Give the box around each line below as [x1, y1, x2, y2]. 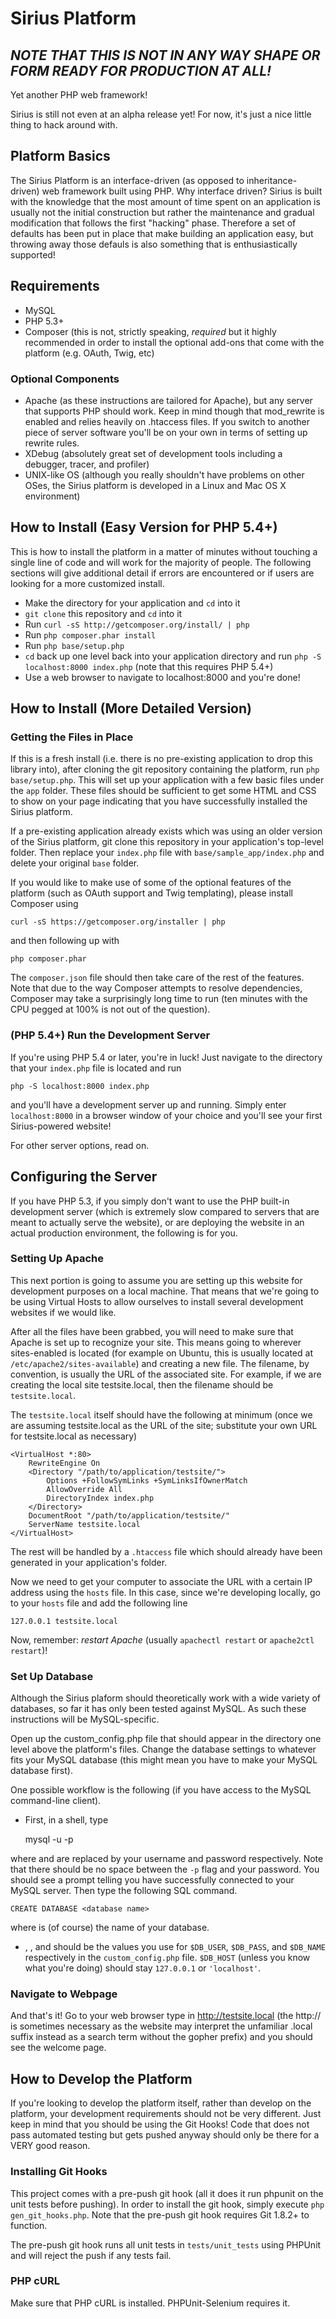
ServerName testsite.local [28, 1519, 141, 1529]
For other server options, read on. [10, 1139, 150, 1151]
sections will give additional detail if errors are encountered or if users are [10, 567, 315, 579]
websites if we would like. [10, 1306, 117, 1318]
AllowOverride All [46, 1484, 123, 1494]
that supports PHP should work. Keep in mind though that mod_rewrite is [24, 405, 325, 417]
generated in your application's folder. [10, 1556, 168, 1568]
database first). [10, 1765, 73, 1777]
